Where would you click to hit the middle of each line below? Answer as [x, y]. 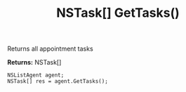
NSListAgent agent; [36, 75]
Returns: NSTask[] [34, 63]
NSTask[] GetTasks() [118, 13]
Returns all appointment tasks [50, 49]
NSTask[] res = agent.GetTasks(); [58, 81]
